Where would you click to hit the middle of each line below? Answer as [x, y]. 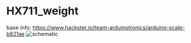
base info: [19, 27]
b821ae [16, 33]
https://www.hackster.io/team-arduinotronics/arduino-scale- [109, 27]
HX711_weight [42, 11]
